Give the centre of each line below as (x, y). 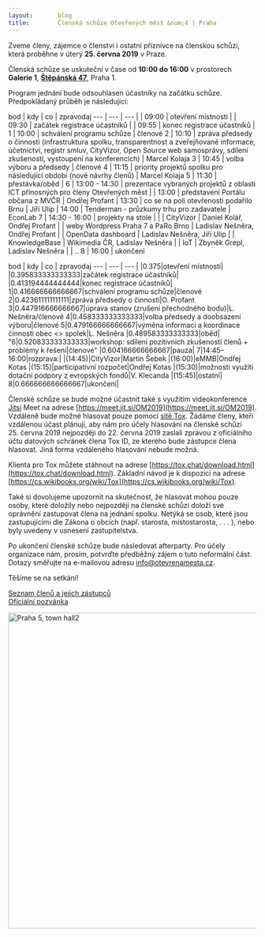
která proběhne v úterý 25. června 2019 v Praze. (88, 54)
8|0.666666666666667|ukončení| (64, 383)
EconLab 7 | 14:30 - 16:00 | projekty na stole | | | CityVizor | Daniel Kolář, (125, 217)
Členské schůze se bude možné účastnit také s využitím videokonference (128, 399)
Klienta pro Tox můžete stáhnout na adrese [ (80, 465)
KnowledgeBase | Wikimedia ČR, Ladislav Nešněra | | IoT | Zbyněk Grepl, (126, 243)
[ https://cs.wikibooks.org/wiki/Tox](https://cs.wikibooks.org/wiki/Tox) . (122, 481)
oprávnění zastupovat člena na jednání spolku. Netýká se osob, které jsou (128, 514)
